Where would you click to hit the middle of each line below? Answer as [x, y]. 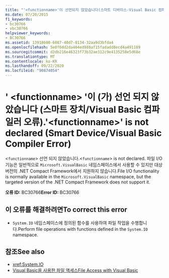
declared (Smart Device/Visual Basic [83, 133]
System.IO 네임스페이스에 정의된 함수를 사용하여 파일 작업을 [71, 223]
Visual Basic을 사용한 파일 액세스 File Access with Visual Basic [75, 270]
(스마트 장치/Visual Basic [91, 110]
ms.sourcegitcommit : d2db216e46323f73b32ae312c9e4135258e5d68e [73, 52]
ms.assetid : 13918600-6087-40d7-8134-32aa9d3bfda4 [59, 43]
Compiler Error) [38, 144]
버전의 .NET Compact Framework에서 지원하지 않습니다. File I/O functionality [82, 171]
